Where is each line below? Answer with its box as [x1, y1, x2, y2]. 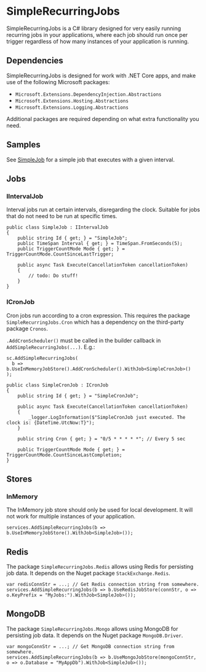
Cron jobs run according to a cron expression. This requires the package [6, 311, 191, 319]
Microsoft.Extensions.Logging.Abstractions [15, 104, 129, 111]
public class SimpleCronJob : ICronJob [6, 382, 109, 388]
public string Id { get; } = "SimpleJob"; [17, 235, 128, 241]
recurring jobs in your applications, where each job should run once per [6, 31, 188, 38]
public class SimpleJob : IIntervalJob [6, 224, 109, 231]
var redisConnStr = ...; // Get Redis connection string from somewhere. [6, 582, 200, 588]
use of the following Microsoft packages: [6, 78, 110, 85]
